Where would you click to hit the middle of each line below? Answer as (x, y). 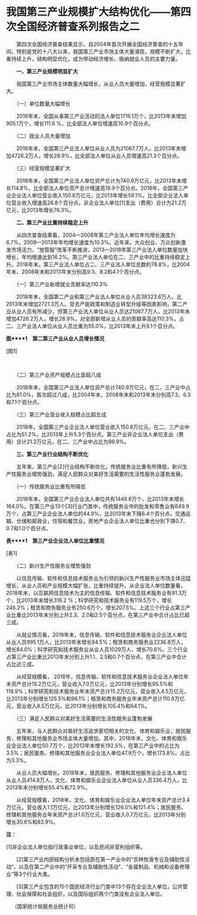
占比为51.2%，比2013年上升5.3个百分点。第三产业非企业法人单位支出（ (92, 434)
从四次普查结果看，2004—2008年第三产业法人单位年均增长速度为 (96, 235)
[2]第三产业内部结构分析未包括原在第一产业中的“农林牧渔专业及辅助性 (100, 859)
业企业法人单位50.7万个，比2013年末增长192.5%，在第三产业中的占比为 (93, 745)
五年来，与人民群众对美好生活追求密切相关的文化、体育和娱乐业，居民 (101, 731)
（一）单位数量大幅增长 (43, 103)
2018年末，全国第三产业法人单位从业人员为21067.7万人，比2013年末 (99, 148)
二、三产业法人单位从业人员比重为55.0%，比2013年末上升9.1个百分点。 (92, 326)
